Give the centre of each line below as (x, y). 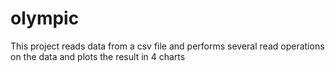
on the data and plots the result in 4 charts (98, 56)
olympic (45, 18)
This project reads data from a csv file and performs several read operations (167, 46)
